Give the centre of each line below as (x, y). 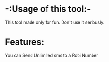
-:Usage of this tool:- (48, 9)
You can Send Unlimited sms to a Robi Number (52, 55)
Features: (25, 42)
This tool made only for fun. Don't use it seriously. (55, 22)
